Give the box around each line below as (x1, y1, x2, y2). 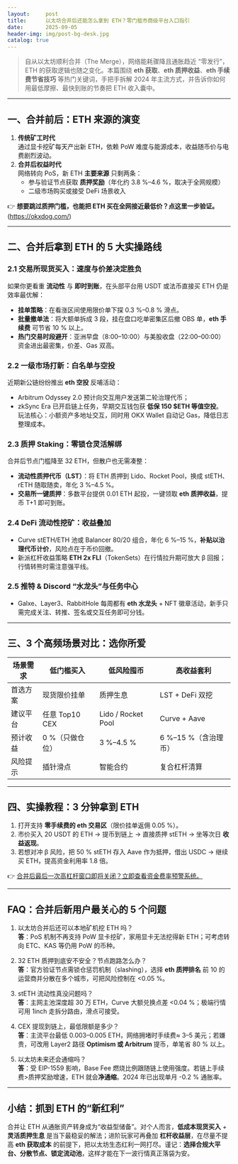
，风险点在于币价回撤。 (48, 544, 118, 553)
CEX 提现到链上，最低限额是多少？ (17, 1022, 119, 1030)
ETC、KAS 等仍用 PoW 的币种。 (25, 942, 119, 950)
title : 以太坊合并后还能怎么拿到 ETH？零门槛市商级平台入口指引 (7, 17, 190, 24)
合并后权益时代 (17, 160, 62, 168)
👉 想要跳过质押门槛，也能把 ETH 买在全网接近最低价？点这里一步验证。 (7, 202, 218, 210)
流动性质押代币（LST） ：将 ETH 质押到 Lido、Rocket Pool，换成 (17, 472, 203, 480)
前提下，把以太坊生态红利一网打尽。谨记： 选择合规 (59, 1141, 209, 1149)
